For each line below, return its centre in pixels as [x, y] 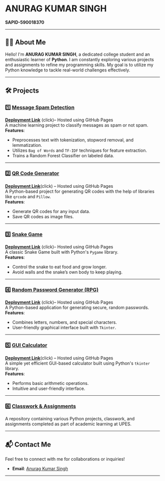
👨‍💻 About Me [26, 42]
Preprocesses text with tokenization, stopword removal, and [73, 140]
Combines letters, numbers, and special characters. [64, 322]
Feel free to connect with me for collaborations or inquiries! [65, 459]
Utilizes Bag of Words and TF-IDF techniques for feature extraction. [80, 150]
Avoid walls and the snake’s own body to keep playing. [67, 272]
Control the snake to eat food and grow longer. [59, 267]
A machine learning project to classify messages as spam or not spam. [77, 125]
